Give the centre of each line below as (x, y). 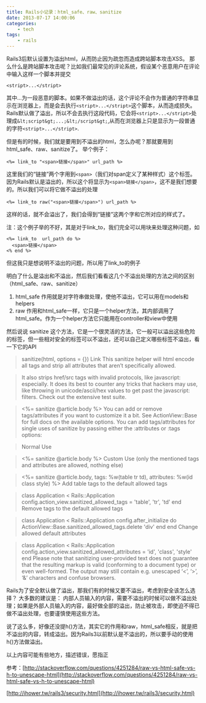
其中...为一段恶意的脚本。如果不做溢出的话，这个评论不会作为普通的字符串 (100, 98)
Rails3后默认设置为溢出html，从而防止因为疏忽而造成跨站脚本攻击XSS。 (97, 59)
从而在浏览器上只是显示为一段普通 (152, 121)
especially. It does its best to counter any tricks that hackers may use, (109, 384)
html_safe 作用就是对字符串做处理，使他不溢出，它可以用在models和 (102, 297)
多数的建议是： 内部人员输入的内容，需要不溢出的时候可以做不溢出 (108, 598)
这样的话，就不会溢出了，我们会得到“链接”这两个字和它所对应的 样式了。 (97, 214)
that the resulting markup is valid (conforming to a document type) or (109, 565)
